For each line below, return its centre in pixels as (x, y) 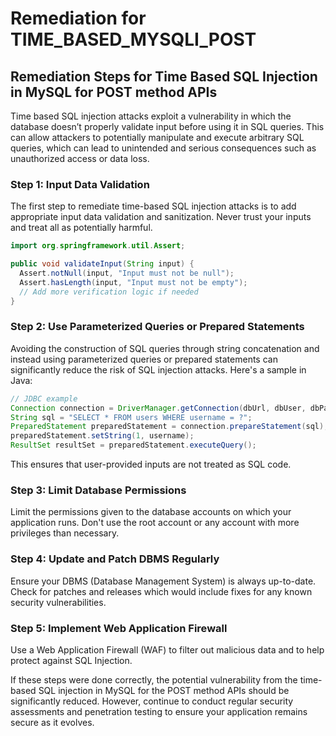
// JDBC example (44, 398)
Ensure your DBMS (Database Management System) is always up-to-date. (163, 581)
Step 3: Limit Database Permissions (98, 490)
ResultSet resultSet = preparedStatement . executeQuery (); (133, 445)
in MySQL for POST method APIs (114, 92)
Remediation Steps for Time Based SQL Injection (164, 76)
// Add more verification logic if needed (109, 292)
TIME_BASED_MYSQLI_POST (133, 39)
